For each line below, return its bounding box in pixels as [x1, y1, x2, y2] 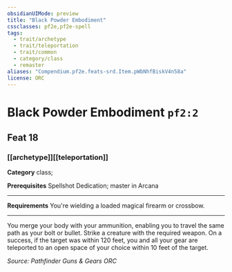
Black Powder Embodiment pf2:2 [7, 105, 199, 120]
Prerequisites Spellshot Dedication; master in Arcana [7, 181, 159, 190]
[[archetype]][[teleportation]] [7, 152, 108, 162]
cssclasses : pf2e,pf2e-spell [7, 23, 91, 30]
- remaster [13, 62, 45, 69]
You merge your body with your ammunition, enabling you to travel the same [7, 221, 224, 230]
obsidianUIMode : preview [7, 10, 79, 17]
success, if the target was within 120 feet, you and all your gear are [7, 236, 198, 244]
